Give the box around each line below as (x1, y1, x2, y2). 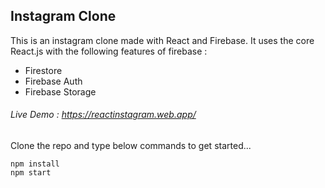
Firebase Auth (24, 75, 83, 87)
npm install (10, 159, 60, 169)
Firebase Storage (24, 85, 97, 98)
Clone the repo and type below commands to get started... (10, 140, 252, 152)
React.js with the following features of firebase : (10, 45, 208, 57)
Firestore (24, 64, 63, 76)
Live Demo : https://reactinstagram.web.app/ (10, 109, 197, 121)
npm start (10, 168, 52, 178)
